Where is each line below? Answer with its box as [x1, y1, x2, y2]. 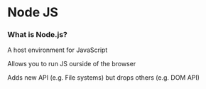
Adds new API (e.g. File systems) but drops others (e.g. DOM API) [7, 73, 200, 82]
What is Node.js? [7, 30, 67, 40]
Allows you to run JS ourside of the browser [7, 60, 136, 68]
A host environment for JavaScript [7, 46, 108, 54]
